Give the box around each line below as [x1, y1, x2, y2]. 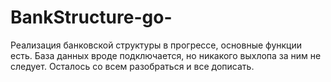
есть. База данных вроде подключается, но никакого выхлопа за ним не [10, 49, 322, 61]
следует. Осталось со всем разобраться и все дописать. [10, 60, 255, 72]
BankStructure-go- [10, 6, 173, 29]
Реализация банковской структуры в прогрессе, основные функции [10, 39, 303, 51]
